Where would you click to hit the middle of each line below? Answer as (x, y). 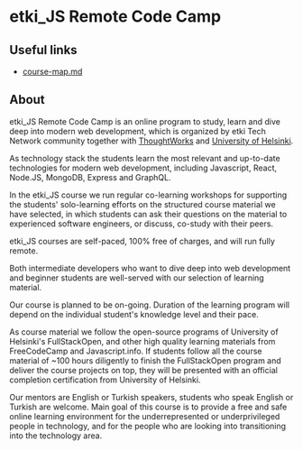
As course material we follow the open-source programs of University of (144, 332)
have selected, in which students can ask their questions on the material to (148, 214)
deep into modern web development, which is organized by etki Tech (138, 131)
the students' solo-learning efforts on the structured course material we (143, 204)
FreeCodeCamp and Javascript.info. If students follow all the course (136, 351)
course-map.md (52, 71)
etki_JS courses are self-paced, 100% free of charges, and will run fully (142, 241)
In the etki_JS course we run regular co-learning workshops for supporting (148, 195)
